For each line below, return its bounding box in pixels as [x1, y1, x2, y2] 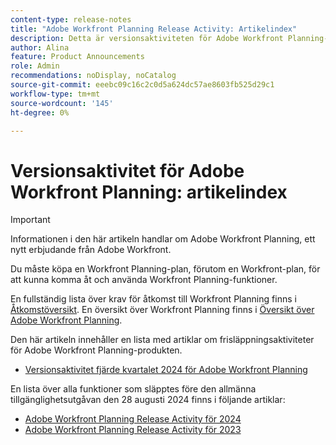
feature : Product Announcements [10, 52, 145, 62]
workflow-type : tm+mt [10, 89, 101, 99]
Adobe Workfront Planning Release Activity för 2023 [24, 424, 242, 436]
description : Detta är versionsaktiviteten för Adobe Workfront [10, 33, 284, 43]
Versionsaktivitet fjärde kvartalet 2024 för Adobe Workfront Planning [24, 364, 308, 376]
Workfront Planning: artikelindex [10, 181, 288, 203]
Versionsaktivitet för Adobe [10, 159, 245, 182]
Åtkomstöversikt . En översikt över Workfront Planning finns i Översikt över [10, 304, 315, 316]
